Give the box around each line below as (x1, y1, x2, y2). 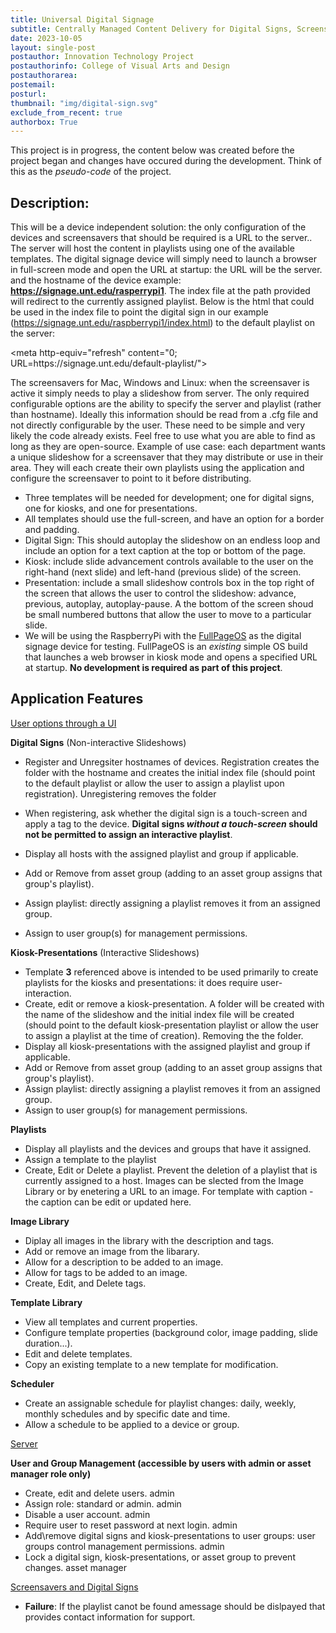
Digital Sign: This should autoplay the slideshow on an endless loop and (24, 534, 321, 546)
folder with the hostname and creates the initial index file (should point (24, 766, 316, 778)
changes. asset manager (24, 1561, 127, 1573)
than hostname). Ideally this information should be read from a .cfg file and (10, 409, 319, 421)
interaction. (24, 987, 72, 999)
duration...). (24, 1337, 73, 1349)
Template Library (10, 1296, 83, 1308)
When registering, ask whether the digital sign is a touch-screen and (24, 807, 308, 819)
